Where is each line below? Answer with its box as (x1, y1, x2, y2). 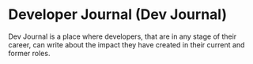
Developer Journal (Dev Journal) (8, 6, 228, 24)
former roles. (8, 48, 51, 58)
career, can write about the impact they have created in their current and (8, 40, 245, 49)
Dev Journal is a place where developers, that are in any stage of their (8, 32, 237, 41)
